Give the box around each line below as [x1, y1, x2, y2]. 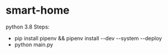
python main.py [14, 41, 54, 48]
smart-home [5, 4, 70, 17]
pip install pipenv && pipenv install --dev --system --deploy [14, 34, 162, 42]
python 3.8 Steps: [5, 23, 50, 30]
